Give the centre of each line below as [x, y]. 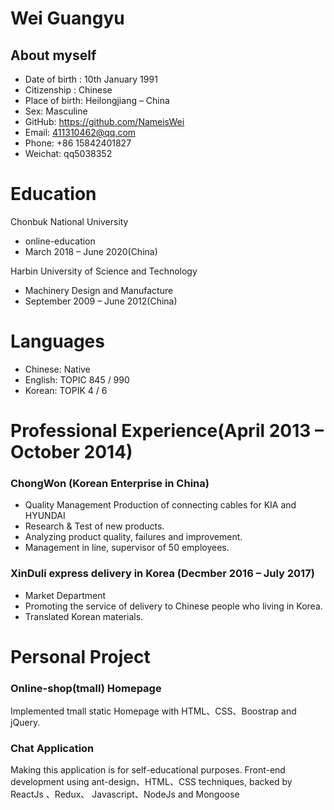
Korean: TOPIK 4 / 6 [66, 390]
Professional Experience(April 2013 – [167, 431]
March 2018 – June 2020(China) [91, 251]
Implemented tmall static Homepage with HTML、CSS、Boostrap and [153, 711]
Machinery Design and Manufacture [99, 290]
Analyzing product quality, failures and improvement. [133, 537]
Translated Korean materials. [84, 616]
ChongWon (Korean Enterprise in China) [110, 483]
